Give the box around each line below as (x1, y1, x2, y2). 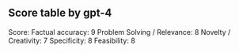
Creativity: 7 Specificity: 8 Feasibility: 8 (8, 36, 136, 45)
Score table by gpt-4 (8, 6, 112, 20)
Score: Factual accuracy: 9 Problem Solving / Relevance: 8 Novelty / (8, 27, 231, 36)
